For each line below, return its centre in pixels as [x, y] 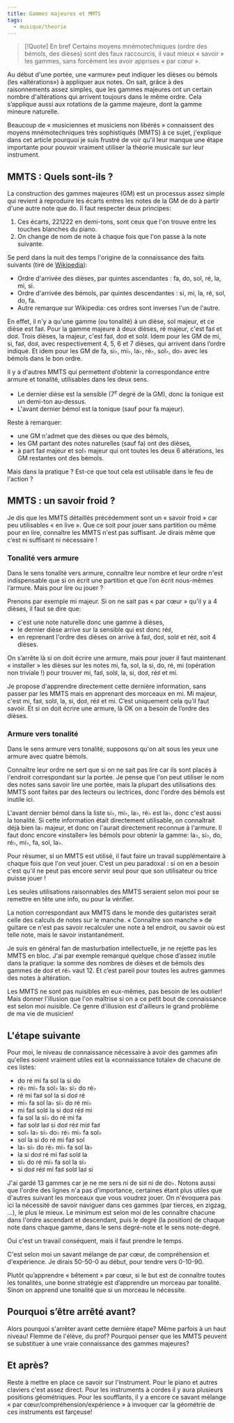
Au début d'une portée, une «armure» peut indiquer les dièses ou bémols [112, 75]
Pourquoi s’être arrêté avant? [72, 1312]
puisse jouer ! [27, 878]
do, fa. [26, 301]
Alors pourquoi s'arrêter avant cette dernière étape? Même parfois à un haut [117, 1328]
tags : [15, 20]
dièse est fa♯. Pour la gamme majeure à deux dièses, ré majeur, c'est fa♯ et [115, 329]
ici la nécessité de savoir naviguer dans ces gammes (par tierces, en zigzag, [117, 1205]
